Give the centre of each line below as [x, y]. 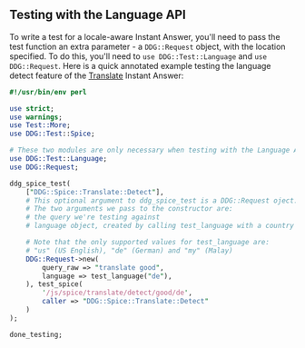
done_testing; [36, 334]
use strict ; [32, 108]
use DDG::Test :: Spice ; [52, 134]
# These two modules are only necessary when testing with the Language [150, 150]
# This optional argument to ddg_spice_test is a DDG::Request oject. [162, 200]
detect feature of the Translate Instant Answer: [97, 75]
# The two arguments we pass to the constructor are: [129, 209]
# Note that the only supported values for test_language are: [148, 243]
